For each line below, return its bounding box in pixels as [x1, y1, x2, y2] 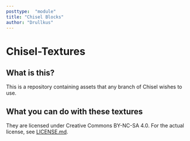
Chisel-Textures [6, 44, 86, 58]
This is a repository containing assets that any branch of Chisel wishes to [6, 83, 182, 91]
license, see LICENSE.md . [6, 128, 68, 135]
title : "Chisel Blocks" [6, 14, 64, 20]
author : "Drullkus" [6, 19, 54, 25]
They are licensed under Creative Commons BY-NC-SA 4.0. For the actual [6, 122, 184, 129]
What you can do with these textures [6, 106, 143, 116]
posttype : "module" [6, 8, 57, 15]
